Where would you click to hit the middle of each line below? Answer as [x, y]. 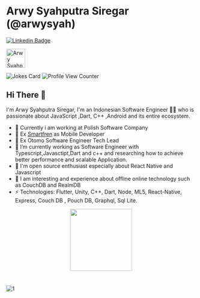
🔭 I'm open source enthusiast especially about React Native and [94, 166]
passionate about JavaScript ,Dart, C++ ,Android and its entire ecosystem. [98, 116]
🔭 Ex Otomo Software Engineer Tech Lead [67, 140]
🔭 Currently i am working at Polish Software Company [81, 127]
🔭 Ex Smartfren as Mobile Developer [60, 134]
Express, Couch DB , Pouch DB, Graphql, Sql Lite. [76, 200]
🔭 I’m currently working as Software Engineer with [77, 147]
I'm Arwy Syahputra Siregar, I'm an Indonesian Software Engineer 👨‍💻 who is [100, 109]
